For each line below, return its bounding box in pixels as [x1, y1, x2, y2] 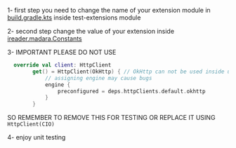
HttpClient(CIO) [7, 121, 55, 128]
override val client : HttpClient [13, 62, 112, 69]
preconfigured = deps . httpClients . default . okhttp [57, 88, 206, 95]
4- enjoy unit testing [7, 133, 66, 142]
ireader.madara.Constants [7, 34, 82, 43]
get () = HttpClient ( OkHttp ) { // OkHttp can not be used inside [32, 68, 225, 75]
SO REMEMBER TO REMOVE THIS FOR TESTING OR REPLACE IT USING [7, 114, 216, 122]
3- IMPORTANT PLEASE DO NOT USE [7, 48, 117, 56]
